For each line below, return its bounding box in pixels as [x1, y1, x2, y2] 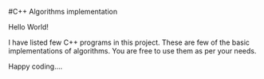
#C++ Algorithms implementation [8, 7, 118, 16]
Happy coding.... [8, 61, 63, 71]
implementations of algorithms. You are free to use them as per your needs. [8, 46, 257, 55]
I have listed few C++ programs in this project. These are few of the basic [8, 38, 250, 47]
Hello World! [8, 22, 49, 31]
